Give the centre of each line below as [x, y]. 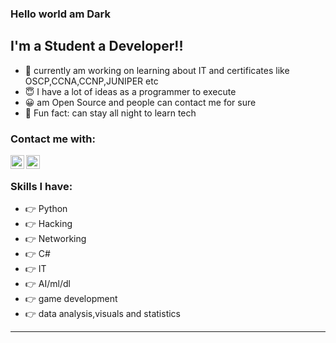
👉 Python [46, 209]
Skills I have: [41, 186]
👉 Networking [55, 239]
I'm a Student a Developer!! [97, 46]
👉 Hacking [48, 224]
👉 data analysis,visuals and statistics [102, 314]
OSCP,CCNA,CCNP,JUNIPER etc [91, 81]
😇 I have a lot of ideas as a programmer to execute [130, 91]
